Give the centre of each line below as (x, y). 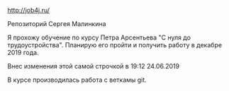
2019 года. (23, 53)
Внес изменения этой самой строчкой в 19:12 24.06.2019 (93, 66)
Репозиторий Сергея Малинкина (57, 24)
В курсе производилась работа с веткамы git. (77, 80)
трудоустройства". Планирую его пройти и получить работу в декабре (114, 45)
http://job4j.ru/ (29, 10)
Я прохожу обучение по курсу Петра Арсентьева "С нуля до (99, 37)
